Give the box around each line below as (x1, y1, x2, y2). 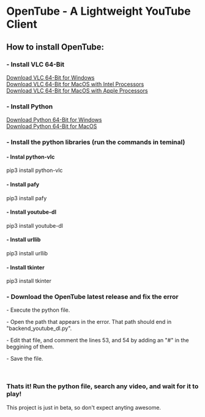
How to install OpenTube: (6, 42, 105, 52)
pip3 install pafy (6, 194, 47, 201)
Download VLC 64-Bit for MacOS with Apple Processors (6, 87, 148, 94)
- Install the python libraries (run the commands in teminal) (6, 138, 185, 146)
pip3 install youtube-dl (6, 222, 63, 229)
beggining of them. (6, 343, 54, 350)
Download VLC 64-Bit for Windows (6, 73, 95, 81)
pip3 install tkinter (6, 277, 52, 285)
